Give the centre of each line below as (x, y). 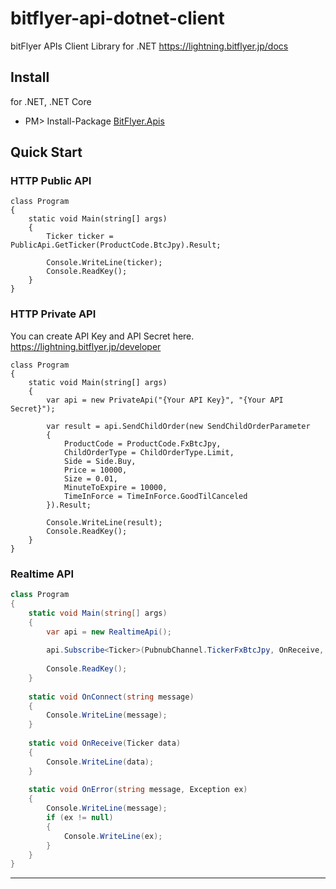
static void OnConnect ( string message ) (111, 697)
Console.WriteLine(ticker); (104, 263)
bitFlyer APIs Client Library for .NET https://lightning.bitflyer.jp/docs (149, 46)
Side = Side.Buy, (100, 461)
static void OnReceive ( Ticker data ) (105, 743)
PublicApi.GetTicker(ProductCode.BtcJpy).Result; (116, 245)
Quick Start (46, 152)
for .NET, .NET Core (51, 101)
